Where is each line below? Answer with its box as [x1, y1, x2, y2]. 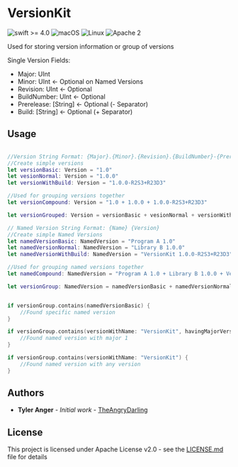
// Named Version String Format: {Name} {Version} [7, 224, 160, 231]
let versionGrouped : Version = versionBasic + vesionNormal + [7, 211, 195, 219]
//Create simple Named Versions [7, 231, 103, 238]
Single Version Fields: [7, 55, 71, 65]
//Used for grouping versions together [7, 192, 125, 199]
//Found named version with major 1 [20, 335, 129, 342]
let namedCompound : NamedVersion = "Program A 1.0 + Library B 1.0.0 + [7, 270, 223, 278]
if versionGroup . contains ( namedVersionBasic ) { [7, 302, 151, 309]
